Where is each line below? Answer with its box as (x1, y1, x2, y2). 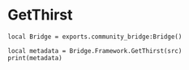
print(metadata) (7, 54, 62, 62)
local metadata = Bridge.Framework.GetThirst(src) (7, 46, 183, 55)
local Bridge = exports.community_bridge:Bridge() (7, 33, 183, 41)
